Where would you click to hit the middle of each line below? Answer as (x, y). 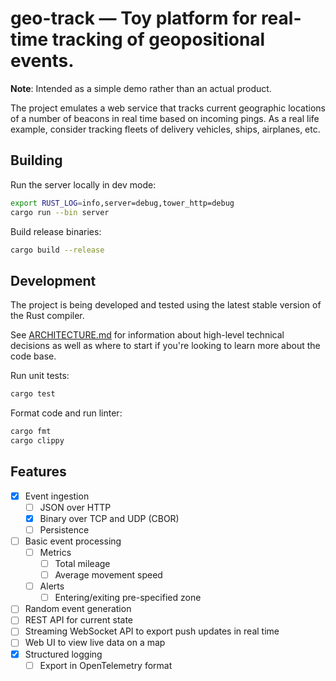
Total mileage (82, 563)
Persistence (64, 529)
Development (53, 280)
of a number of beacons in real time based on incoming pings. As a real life (165, 118)
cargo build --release (57, 250)
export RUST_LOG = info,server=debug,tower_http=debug (122, 203)
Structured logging (63, 654)
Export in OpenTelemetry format (106, 665)
